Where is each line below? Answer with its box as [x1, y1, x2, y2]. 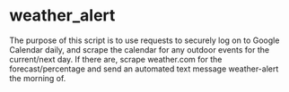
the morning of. [9, 72, 66, 83]
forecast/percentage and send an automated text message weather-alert [9, 63, 279, 74]
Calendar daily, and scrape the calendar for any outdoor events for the [9, 44, 270, 54]
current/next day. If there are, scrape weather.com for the [9, 54, 223, 64]
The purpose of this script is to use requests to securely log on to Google [9, 35, 280, 46]
